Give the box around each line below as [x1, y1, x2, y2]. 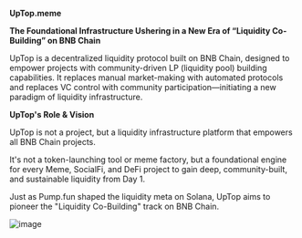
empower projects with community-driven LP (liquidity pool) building [9, 63, 267, 73]
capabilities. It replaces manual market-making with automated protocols [9, 72, 284, 83]
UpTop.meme [9, 8, 62, 18]
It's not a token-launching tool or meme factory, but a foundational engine [9, 154, 287, 165]
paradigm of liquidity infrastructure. [9, 91, 143, 102]
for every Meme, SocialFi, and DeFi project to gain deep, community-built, [9, 164, 287, 174]
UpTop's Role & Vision [9, 109, 95, 119]
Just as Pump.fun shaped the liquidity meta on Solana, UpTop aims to [9, 191, 271, 202]
